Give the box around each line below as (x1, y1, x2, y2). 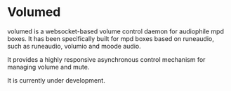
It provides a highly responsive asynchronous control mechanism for (7, 55, 206, 63)
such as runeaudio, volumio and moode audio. (7, 42, 142, 50)
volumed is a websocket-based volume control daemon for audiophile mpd (7, 27, 225, 35)
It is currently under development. (7, 76, 105, 84)
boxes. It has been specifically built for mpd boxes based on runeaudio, (7, 34, 214, 42)
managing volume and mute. (7, 63, 90, 71)
